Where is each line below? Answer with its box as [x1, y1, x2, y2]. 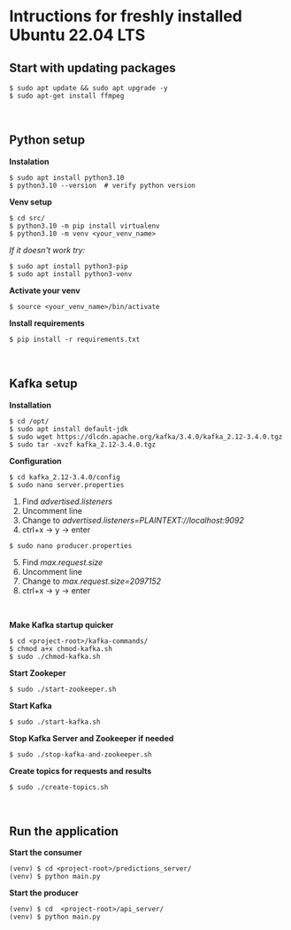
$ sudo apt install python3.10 [9, 173, 125, 182]
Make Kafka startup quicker [9, 619, 114, 630]
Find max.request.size [21, 556, 103, 568]
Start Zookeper [9, 667, 66, 678]
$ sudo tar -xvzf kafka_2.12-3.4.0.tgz [9, 440, 157, 449]
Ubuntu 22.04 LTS [9, 25, 146, 45]
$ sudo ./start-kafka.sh [9, 717, 101, 726]
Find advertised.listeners [21, 496, 113, 507]
